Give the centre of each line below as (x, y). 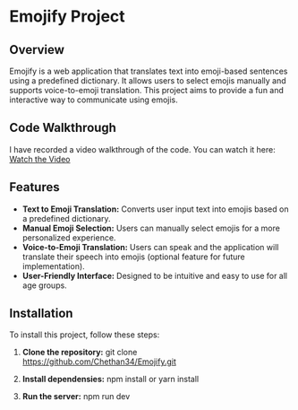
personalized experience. (69, 237)
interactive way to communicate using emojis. (94, 100)
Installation (41, 314)
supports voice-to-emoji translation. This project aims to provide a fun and (147, 90)
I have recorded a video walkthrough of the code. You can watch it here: (142, 149)
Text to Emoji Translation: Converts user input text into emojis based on (155, 209)
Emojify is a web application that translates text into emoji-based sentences (149, 71)
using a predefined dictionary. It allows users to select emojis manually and (148, 81)
